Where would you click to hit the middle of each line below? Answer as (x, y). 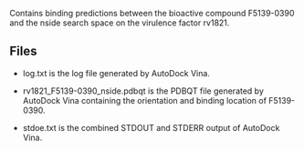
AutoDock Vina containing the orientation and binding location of (145, 100)
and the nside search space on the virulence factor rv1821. (120, 23)
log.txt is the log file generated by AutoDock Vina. (116, 73)
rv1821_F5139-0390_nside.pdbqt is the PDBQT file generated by (143, 91)
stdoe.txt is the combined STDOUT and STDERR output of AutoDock (151, 127)
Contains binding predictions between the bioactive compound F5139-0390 (152, 13)
